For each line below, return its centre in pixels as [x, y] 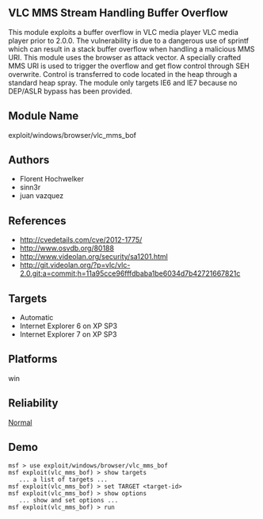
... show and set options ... [69, 500]
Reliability [33, 403]
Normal [20, 422]
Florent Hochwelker [52, 179]
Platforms [33, 359]
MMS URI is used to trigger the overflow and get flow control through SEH [129, 66]
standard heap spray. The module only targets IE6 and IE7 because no [123, 82]
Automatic [36, 318]
